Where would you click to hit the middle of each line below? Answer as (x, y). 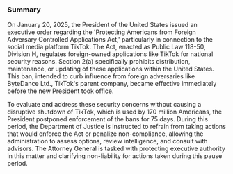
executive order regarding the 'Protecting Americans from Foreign (102, 32)
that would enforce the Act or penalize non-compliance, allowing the (105, 134)
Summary (24, 10)
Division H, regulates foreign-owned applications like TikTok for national (110, 54)
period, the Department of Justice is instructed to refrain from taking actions (116, 127)
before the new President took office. (61, 91)
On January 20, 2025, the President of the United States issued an (103, 25)
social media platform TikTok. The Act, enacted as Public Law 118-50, (106, 47)
